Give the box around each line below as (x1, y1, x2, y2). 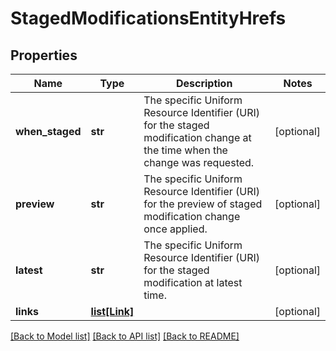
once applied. (143, 222, 208, 236)
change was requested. (143, 156, 255, 169)
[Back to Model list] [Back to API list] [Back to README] (10, 330, 240, 342)
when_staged (15, 125, 82, 138)
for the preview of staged (143, 197, 263, 211)
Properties (10, 47, 78, 64)
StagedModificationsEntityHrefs (10, 7, 287, 30)
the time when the (143, 143, 228, 157)
